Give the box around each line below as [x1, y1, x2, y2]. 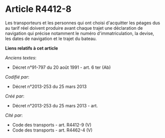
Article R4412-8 [5, 3, 72, 15]
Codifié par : [5, 74, 30, 80]
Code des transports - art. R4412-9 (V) [12, 122, 92, 128]
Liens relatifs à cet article [5, 45, 58, 51]
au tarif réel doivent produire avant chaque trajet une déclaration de [5, 25, 143, 31]
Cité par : [5, 112, 23, 118]
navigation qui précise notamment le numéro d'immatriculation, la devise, [5, 30, 155, 36]
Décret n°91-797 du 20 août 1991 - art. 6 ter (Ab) [12, 64, 111, 70]
